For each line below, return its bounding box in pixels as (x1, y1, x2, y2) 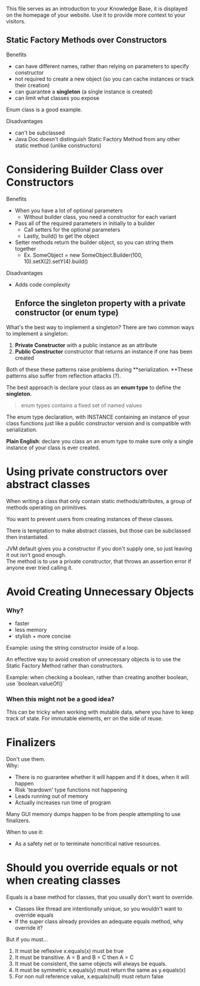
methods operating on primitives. (6, 504, 88, 511)
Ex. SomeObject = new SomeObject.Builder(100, (23, 251, 143, 258)
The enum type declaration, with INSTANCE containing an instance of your (6, 413, 190, 421)
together (14, 245, 36, 252)
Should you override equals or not (6, 861, 178, 875)
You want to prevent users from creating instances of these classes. (6, 515, 174, 522)
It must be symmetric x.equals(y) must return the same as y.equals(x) (14, 966, 186, 974)
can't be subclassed (14, 129, 65, 136)
